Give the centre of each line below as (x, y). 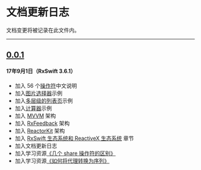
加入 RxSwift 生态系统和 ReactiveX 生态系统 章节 (74, 138)
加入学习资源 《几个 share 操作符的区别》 (65, 153)
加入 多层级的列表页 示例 (44, 100)
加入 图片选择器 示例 (39, 93)
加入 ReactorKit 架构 (40, 130)
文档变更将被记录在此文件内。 (43, 30)
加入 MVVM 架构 (35, 115)
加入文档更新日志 (36, 145)
